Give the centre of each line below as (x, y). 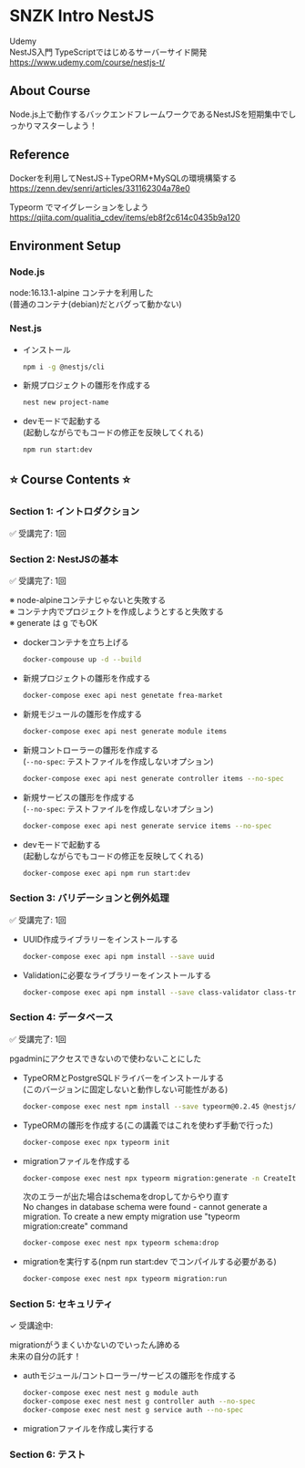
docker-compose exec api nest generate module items (125, 731)
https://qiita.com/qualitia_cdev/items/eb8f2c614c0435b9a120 (125, 217)
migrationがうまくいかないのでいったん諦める (95, 1345)
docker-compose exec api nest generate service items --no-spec (147, 826)
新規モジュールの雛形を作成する (82, 713)
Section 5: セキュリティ (61, 1304)
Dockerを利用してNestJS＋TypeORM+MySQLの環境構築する (123, 178)
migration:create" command (75, 1226)
